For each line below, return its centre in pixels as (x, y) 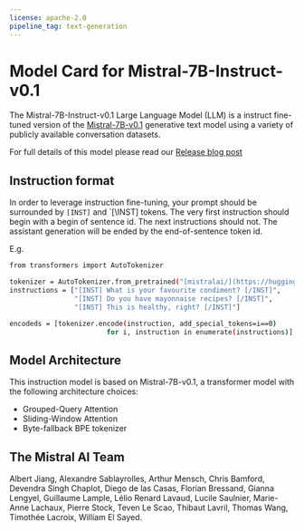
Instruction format (62, 181)
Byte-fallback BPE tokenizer (75, 429)
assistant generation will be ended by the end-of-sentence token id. (136, 231)
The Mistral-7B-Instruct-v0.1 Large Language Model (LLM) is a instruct (141, 115)
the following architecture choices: (74, 391)
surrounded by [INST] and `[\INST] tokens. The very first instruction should (149, 212)
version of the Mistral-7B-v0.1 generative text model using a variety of (163, 125)
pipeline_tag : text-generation (68, 26)
